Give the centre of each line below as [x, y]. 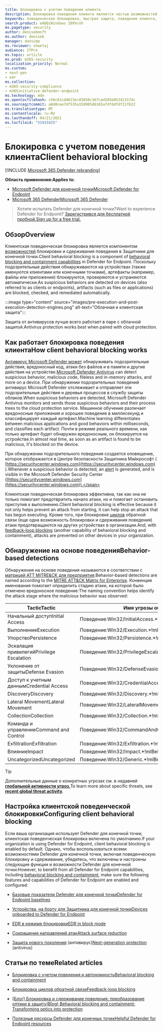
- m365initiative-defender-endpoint [42, 91]
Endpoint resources [32, 1023]
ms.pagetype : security [28, 28]
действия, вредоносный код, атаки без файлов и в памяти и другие [75, 367]
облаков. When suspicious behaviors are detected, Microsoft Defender [76, 398]
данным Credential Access [38, 686]
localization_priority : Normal [37, 64]
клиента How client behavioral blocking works [76, 350]
